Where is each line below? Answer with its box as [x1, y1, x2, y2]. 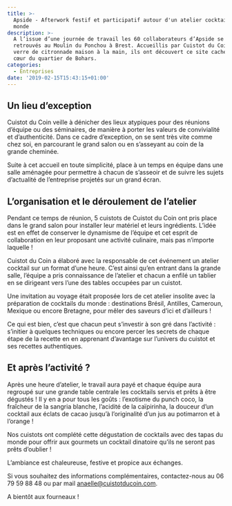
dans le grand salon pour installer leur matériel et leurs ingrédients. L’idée [7, 222, 216, 229]
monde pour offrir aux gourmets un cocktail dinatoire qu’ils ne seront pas [7, 438, 215, 446]
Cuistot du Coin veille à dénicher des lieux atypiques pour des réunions [7, 118, 210, 126]
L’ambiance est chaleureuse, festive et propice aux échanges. [7, 458, 183, 467]
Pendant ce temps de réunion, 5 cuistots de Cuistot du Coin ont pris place [7, 214, 217, 222]
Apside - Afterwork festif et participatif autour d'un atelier [13, 17, 202, 23]
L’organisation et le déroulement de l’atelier [7, 195, 197, 207]
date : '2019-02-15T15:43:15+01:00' [7, 74, 110, 81]
